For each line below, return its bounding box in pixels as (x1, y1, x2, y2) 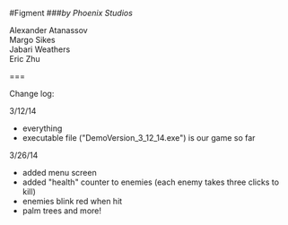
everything (22, 123, 63, 134)
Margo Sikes (9, 35, 56, 45)
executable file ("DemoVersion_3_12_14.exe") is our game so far (22, 133, 256, 143)
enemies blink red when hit (22, 196, 123, 206)
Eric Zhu (9, 54, 40, 64)
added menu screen (22, 168, 97, 177)
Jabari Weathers (9, 44, 71, 55)
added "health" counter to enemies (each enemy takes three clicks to (22, 177, 280, 187)
